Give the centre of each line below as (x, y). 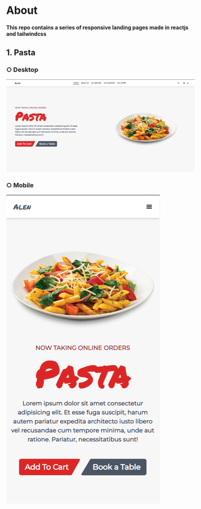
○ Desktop (22, 70)
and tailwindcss (26, 34)
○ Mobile (20, 185)
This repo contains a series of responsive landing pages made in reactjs (98, 27)
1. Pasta (21, 53)
